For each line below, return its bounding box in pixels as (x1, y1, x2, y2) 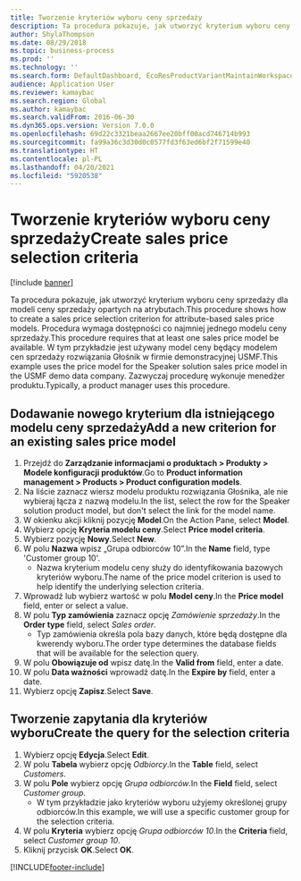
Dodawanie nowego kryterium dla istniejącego (10, 406, 275, 421)
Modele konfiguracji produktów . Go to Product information (22, 467, 244, 478)
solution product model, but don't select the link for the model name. (22, 505, 276, 515)
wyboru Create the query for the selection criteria (10, 725, 290, 741)
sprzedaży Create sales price (10, 229, 229, 249)
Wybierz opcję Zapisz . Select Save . (22, 686, 154, 696)
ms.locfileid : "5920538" (10, 171, 103, 180)
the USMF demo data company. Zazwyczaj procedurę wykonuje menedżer (10, 370, 285, 381)
